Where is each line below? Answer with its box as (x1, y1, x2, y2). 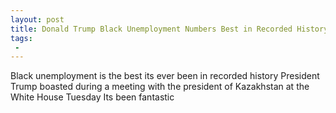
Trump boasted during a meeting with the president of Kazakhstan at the (10, 81, 310, 93)
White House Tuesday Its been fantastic (10, 91, 175, 103)
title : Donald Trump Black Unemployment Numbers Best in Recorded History (10, 24, 329, 34)
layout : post (10, 14, 65, 25)
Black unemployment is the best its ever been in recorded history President (10, 70, 320, 82)
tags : (10, 33, 33, 43)
